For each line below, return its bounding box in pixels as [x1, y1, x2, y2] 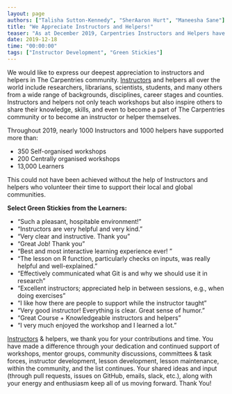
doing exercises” [17, 291, 66, 300]
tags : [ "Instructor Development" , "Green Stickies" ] [7, 50, 163, 56]
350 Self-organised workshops [17, 147, 106, 156]
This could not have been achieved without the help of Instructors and [7, 175, 208, 183]
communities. [7, 190, 47, 199]
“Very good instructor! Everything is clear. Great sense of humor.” [17, 306, 205, 315]
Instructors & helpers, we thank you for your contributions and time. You [7, 334, 214, 342]
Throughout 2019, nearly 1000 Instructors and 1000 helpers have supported [7, 126, 224, 135]
